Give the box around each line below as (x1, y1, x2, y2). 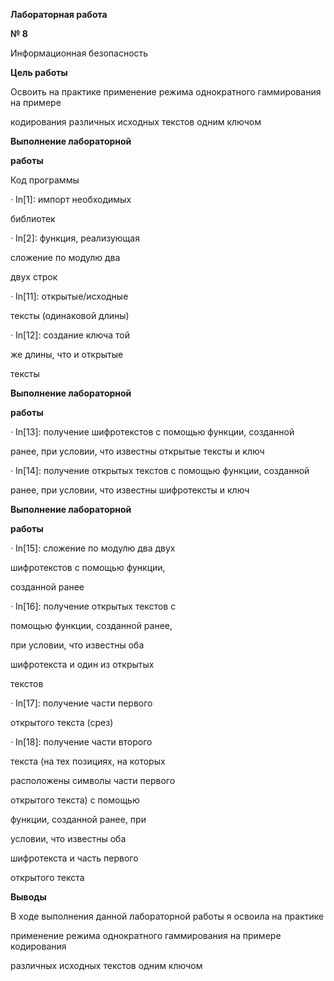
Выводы (10, 891, 47, 903)
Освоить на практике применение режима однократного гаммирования (10, 86, 322, 98)
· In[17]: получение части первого (10, 697, 153, 709)
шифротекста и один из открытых (10, 659, 155, 670)
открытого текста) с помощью (10, 794, 140, 806)
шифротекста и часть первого (10, 852, 139, 864)
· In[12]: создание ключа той (10, 329, 130, 341)
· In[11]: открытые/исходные (10, 290, 129, 302)
